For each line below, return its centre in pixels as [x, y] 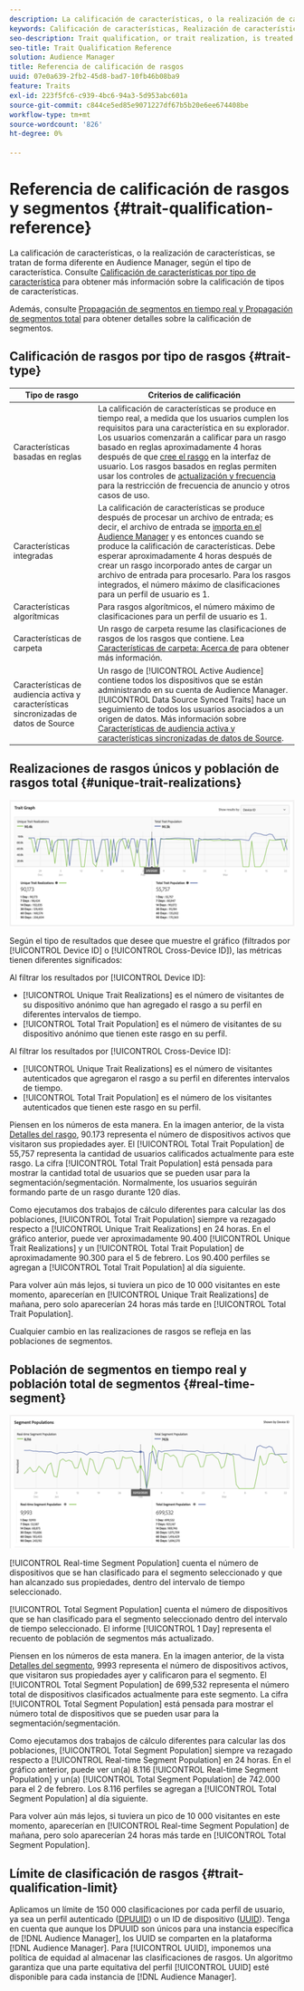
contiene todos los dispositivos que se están [181, 680]
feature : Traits [40, 86]
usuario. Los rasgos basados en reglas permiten [188, 466]
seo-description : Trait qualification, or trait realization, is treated [152, 38]
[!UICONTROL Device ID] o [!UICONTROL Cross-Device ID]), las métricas [146, 950]
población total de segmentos [95, 1384]
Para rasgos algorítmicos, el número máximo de [187, 606]
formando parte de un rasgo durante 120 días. [95, 1192]
